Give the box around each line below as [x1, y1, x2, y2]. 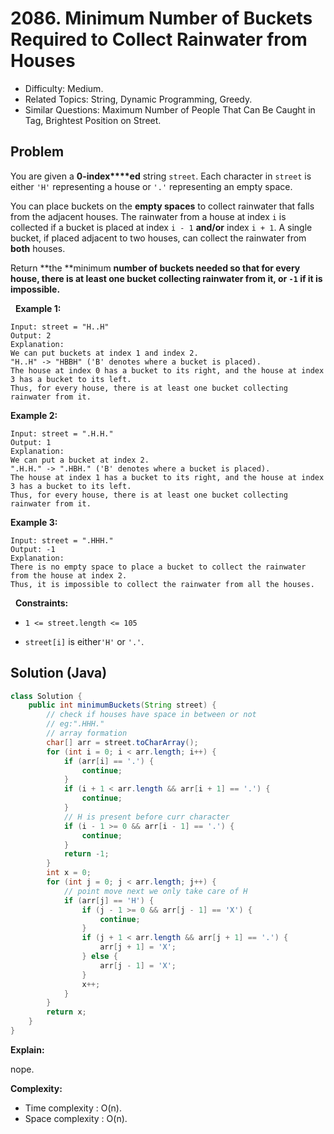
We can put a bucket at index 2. [10, 455, 150, 465]
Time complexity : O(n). [24, 1102, 122, 1114]
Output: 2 [10, 330, 52, 341]
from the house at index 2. [10, 570, 128, 581]
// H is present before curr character [63, 812, 230, 822]
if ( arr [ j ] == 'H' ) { [63, 895, 155, 906]
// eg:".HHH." [46, 719, 105, 729]
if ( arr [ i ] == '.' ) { [63, 756, 155, 766]
